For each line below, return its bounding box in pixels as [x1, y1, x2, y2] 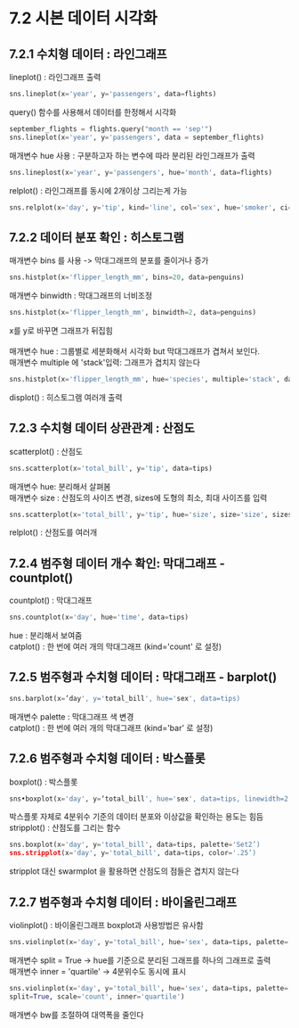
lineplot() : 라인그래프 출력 [9, 72, 101, 82]
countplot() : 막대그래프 [9, 595, 93, 606]
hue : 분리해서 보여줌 [9, 630, 83, 641]
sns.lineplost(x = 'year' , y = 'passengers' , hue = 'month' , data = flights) [9, 168, 273, 177]
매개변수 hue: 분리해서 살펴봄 [9, 481, 111, 491]
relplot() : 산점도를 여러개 [9, 527, 98, 538]
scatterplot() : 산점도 [9, 446, 83, 456]
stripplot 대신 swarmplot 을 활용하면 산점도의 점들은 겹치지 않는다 [9, 866, 239, 876]
